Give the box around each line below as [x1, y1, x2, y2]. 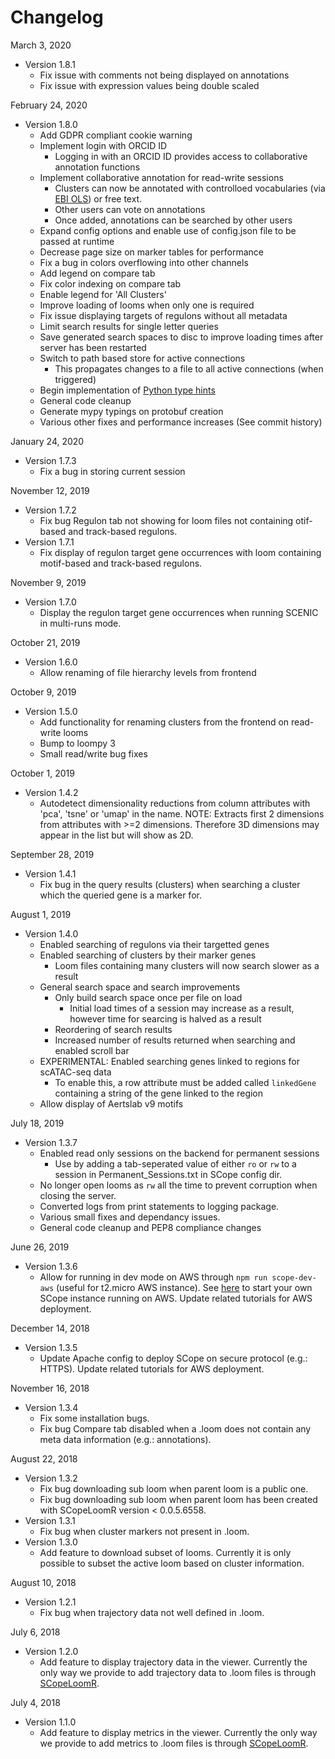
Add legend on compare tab [39, 267, 156, 279]
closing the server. [39, 1189, 117, 1201]
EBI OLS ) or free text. [54, 192, 143, 205]
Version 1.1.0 [24, 1716, 77, 1728]
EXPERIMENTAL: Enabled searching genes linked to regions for [39, 1055, 300, 1067]
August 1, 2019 [10, 908, 72, 920]
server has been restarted [39, 341, 147, 353]
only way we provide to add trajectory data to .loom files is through [39, 1666, 317, 1678]
